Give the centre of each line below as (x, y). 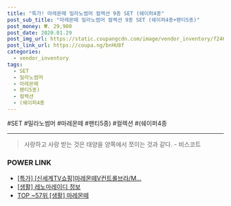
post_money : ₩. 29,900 (40, 26)
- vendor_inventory (41, 58)
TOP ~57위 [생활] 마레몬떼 (53, 196)
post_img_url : (27, 39)
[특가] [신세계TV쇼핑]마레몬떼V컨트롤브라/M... (79, 179)
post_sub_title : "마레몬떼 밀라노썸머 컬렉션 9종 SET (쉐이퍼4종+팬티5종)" (103, 20)
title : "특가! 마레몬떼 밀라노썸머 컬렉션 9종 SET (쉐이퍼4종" (86, 13)
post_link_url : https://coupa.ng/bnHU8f (66, 45)
